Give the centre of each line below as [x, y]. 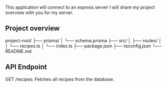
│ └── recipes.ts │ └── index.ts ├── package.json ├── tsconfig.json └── [83, 46]
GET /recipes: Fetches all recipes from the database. [60, 79]
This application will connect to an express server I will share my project [80, 7]
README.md [18, 51]
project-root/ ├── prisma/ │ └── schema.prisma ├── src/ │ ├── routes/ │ [83, 40]
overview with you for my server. [39, 13]
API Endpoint [26, 67]
